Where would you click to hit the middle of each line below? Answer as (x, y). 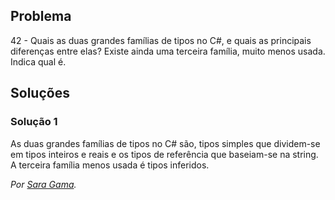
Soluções (40, 93)
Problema (41, 16)
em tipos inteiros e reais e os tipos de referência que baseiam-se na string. (164, 154)
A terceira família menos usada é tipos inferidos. (110, 165)
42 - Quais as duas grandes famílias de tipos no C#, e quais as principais (161, 40)
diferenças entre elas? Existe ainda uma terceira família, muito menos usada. (168, 51)
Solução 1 (34, 122)
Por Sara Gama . (43, 184)
